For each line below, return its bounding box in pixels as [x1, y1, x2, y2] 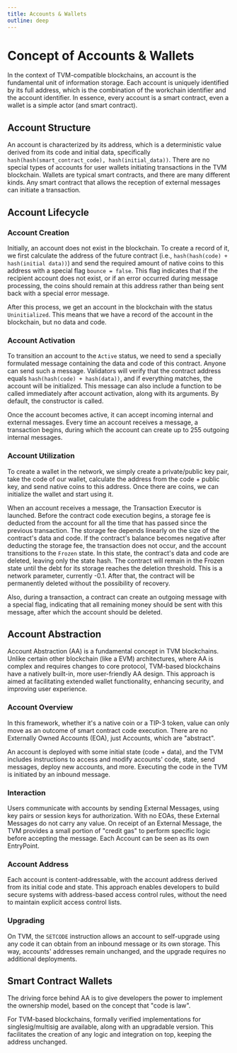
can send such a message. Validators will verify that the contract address [7, 367, 221, 375]
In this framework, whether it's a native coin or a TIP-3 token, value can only [7, 718, 230, 727]
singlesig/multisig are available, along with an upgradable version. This [7, 1022, 214, 1031]
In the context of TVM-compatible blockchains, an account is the [7, 71, 197, 79]
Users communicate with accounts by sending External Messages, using [7, 803, 219, 812]
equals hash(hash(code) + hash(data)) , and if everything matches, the [7, 374, 213, 383]
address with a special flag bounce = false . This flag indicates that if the [7, 266, 218, 275]
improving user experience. [7, 685, 88, 693]
